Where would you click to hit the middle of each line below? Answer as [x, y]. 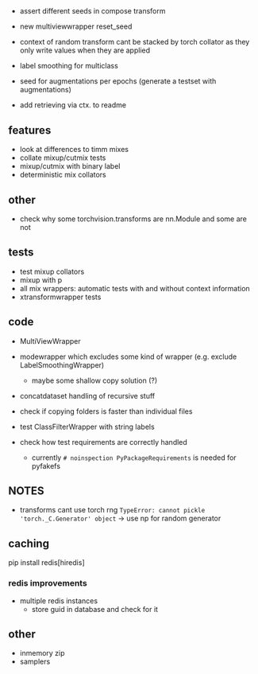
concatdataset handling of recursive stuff [87, 395]
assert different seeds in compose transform [92, 11]
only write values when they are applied [85, 50]
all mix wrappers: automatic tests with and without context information [135, 288]
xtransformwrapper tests [60, 297]
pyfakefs [46, 466]
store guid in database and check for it [95, 609]
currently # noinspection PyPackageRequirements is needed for [134, 458]
